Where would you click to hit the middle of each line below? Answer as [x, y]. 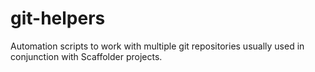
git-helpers [58, 18]
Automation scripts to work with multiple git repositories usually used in [157, 46]
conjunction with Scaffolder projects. [86, 56]
